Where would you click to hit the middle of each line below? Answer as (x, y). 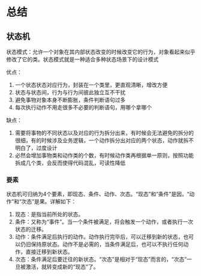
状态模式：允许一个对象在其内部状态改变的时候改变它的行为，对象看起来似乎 (101, 52)
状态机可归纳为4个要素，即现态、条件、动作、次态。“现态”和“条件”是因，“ (98, 194)
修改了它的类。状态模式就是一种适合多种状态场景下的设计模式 (82, 59)
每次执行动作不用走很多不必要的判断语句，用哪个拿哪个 (83, 107)
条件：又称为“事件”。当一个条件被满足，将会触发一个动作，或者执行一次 (104, 222)
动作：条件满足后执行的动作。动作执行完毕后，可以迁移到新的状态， (99, 237)
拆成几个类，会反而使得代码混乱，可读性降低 (70, 163)
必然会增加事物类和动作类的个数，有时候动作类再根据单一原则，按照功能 (104, 155)
